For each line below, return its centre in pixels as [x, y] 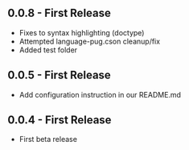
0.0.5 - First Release [60, 75]
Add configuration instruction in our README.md [100, 94]
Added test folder [48, 50]
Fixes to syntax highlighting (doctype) [82, 32]
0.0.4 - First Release [60, 120]
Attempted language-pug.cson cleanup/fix [90, 41]
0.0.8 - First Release [60, 13]
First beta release [48, 140]
